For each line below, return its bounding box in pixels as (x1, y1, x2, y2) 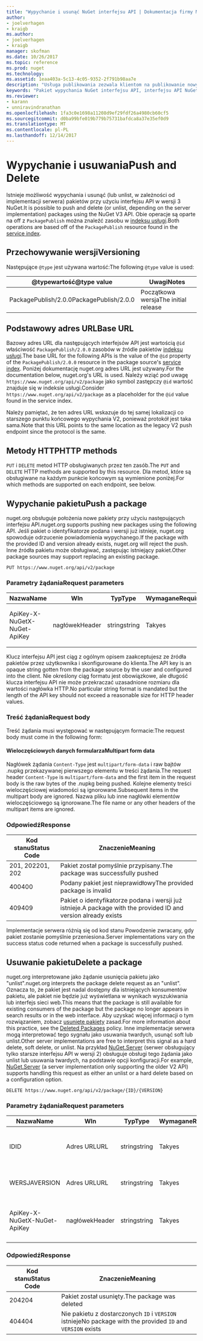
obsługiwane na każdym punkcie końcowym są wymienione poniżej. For (6, 475, 185, 482)
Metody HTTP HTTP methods (6, 445, 118, 456)
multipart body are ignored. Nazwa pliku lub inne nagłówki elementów (6, 793, 180, 800)
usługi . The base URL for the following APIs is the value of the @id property (6, 352, 192, 359)
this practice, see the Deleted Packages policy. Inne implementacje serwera (6, 1024, 195, 1032)
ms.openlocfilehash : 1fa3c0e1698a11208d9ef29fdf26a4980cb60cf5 (6, 110, 169, 116)
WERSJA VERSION (9, 1179, 60, 1187)
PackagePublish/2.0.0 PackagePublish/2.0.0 (9, 295, 135, 304)
